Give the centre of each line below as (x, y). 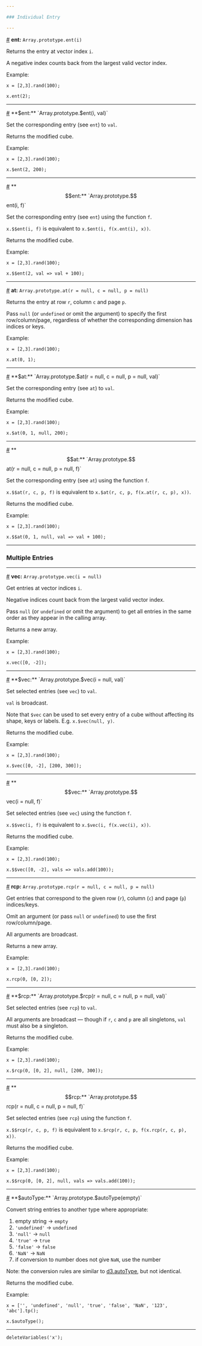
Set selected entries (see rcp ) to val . (52, 1008)
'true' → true (32, 1240)
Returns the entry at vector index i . (50, 51)
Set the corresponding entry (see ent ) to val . (62, 125)
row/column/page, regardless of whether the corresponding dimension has (99, 320)
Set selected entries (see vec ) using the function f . (69, 813)
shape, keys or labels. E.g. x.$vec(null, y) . (60, 721)
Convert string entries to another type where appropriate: (77, 1209)
